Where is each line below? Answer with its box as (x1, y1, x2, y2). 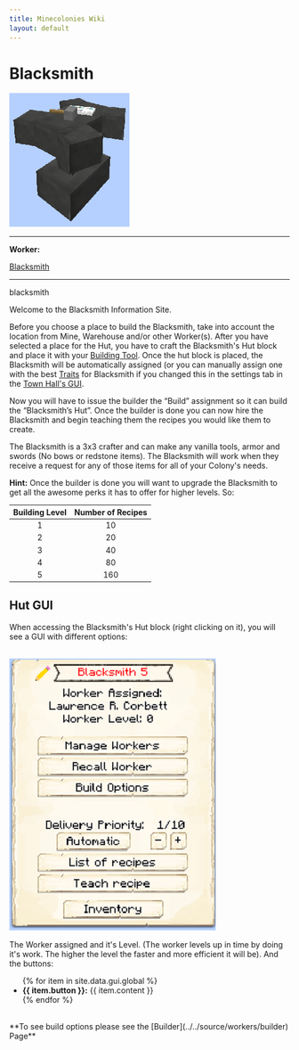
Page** (9, 1030, 36, 1041)
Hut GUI (9, 598, 53, 613)
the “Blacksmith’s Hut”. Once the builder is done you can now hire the (9, 406, 264, 416)
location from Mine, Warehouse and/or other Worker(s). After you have (9, 331, 269, 342)
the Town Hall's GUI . (9, 379, 85, 390)
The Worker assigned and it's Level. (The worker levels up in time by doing (9, 939, 283, 949)
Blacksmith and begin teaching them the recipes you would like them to (9, 414, 271, 425)
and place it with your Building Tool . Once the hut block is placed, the (9, 350, 264, 361)
